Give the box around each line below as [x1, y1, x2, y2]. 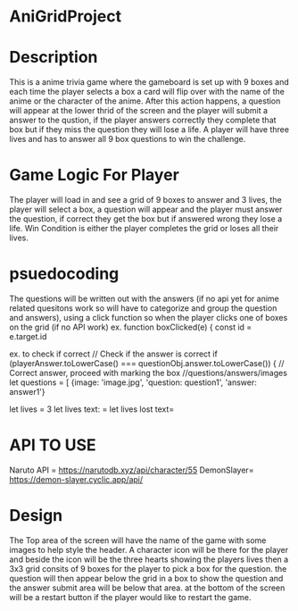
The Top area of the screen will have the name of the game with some [9, 534, 267, 546]
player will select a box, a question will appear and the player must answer [9, 204, 283, 215]
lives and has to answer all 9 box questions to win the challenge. [9, 134, 246, 145]
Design [9, 506, 63, 526]
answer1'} [9, 387, 46, 397]
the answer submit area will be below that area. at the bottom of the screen [9, 582, 286, 593]
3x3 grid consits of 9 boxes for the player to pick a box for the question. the [9, 563, 287, 573]
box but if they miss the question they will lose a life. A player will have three [9, 124, 290, 135]
